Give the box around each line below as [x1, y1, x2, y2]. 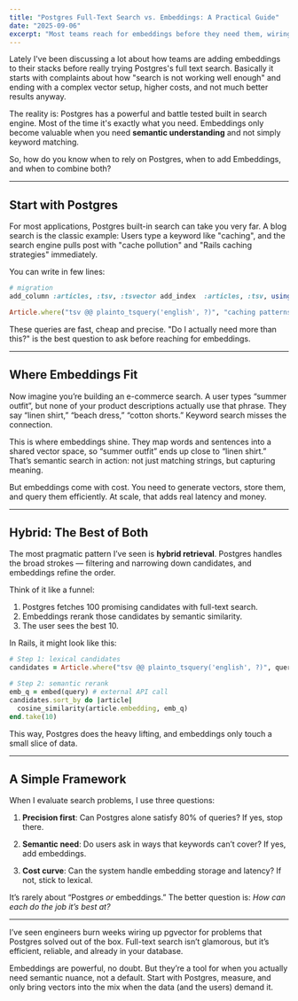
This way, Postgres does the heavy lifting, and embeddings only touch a [9, 728, 272, 739]
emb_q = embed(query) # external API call [9, 688, 169, 697]
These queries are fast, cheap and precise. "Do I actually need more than [9, 324, 278, 334]
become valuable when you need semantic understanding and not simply [9, 128, 281, 138]
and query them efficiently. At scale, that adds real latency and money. [9, 491, 267, 502]
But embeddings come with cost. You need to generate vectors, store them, [9, 481, 286, 492]
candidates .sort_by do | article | [9, 695, 133, 705]
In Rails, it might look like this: [9, 637, 117, 648]
